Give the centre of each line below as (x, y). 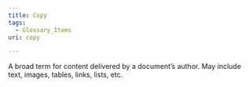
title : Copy (27, 15)
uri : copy (24, 37)
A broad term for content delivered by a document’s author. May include (125, 67)
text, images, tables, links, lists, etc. (66, 74)
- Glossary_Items (44, 30)
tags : (17, 23)
